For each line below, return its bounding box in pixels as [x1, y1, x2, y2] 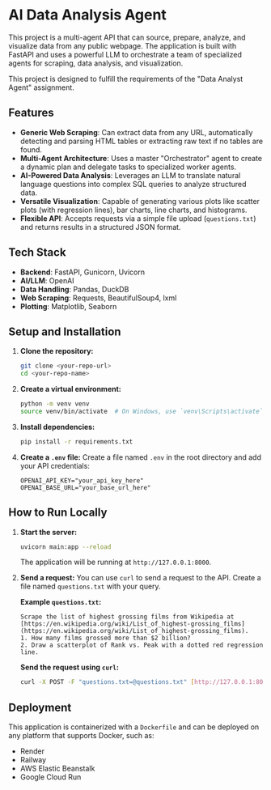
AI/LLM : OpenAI [19, 275, 74, 285]
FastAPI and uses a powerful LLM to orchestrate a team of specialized [8, 49, 243, 59]
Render [19, 746, 45, 756]
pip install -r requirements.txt [19, 437, 133, 446]
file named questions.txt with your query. [19, 581, 161, 592]
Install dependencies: [19, 422, 95, 431]
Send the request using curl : [19, 662, 120, 673]
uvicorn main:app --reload [19, 542, 112, 551]
